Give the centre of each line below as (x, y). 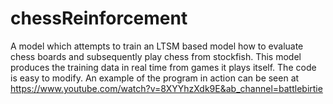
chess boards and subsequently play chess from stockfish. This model (156, 56)
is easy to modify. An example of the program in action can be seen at (155, 78)
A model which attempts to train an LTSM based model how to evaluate (157, 46)
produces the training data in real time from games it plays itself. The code (163, 67)
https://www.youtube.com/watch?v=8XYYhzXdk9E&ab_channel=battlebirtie (166, 88)
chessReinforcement (99, 18)
